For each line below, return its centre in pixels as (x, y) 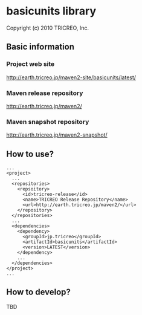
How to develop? (39, 292)
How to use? (30, 154)
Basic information (40, 47)
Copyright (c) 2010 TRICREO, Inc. (48, 28)
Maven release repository (45, 93)
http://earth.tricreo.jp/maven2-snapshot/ (57, 135)
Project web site (31, 64)
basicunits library (51, 11)
